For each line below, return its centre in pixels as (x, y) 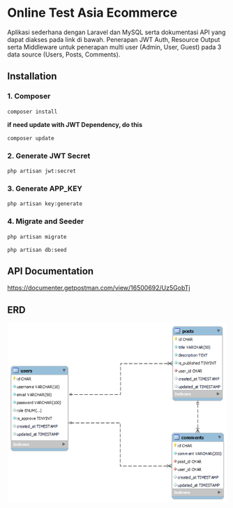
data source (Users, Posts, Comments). (64, 54)
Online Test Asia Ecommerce (92, 13)
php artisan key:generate (45, 204)
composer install (32, 112)
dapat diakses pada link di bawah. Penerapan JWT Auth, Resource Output (114, 39)
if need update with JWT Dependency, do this (75, 124)
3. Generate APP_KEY (45, 188)
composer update (31, 138)
